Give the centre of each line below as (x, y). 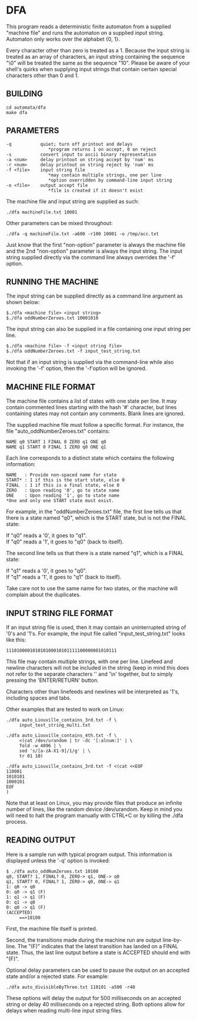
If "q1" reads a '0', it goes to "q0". (46, 571)
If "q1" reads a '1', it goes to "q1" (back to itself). (64, 577)
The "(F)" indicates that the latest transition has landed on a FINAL (98, 946)
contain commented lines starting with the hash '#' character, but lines (91, 407)
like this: (16, 640)
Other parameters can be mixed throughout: (59, 223)
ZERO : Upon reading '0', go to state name (63, 491)
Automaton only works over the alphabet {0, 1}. (63, 39)
